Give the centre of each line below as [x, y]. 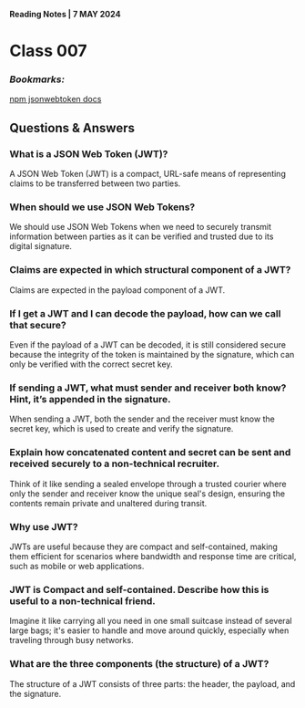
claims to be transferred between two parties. [95, 183]
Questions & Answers [72, 128]
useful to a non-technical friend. [83, 600]
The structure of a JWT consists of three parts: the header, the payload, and [152, 683]
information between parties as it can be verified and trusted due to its [142, 236]
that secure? [38, 325]
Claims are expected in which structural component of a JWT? [150, 270]
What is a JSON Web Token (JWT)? [89, 153]
